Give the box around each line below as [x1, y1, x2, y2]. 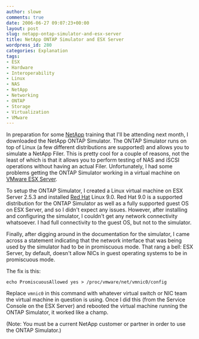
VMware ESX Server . [6, 175, 58, 183]
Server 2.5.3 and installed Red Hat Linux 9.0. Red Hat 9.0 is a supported [6, 193, 183, 201]
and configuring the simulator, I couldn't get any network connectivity [6, 213, 178, 220]
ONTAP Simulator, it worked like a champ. [6, 309, 109, 316]
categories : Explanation [6, 48, 68, 54]
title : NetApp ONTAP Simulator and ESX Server [6, 37, 124, 43]
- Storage [6, 103, 31, 110]
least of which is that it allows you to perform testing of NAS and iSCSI [6, 156, 180, 164]
